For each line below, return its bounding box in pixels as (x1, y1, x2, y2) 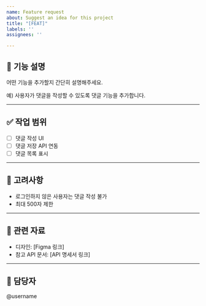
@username (6, 293, 37, 300)
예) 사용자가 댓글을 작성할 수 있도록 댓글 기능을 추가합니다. (6, 91, 146, 99)
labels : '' (6, 26, 34, 32)
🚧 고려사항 (6, 175, 44, 185)
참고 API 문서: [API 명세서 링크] (15, 250, 91, 258)
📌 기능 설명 (6, 61, 46, 72)
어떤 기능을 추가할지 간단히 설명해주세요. (6, 78, 103, 86)
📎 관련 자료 (6, 226, 46, 236)
